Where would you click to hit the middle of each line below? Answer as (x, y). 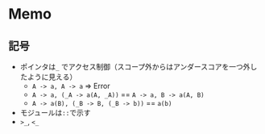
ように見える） (52, 77)
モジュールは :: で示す (55, 113)
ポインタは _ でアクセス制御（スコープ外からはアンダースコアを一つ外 (135, 67)
